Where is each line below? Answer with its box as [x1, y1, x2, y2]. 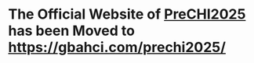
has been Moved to [8, 22, 136, 40]
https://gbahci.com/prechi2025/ [8, 39, 226, 56]
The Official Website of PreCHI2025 [8, 5, 246, 23]
